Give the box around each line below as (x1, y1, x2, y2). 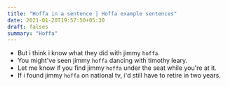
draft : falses (7, 23, 49, 30)
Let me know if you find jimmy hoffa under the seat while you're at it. (17, 64, 217, 72)
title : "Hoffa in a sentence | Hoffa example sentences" (7, 10, 177, 17)
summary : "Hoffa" (7, 29, 58, 37)
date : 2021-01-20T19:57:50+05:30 (7, 17, 105, 24)
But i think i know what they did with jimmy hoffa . (17, 49, 160, 57)
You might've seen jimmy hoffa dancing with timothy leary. (17, 57, 188, 65)
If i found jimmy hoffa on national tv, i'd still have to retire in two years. (17, 71, 221, 80)
